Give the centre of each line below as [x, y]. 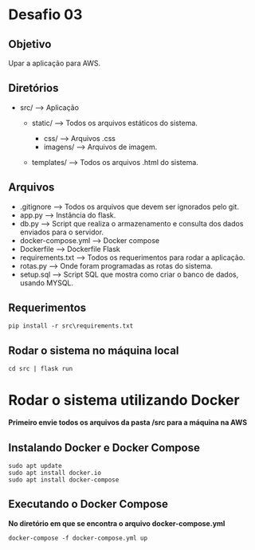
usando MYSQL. [47, 283]
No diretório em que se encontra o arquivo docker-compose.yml [117, 523]
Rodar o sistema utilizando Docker [124, 401]
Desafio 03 [45, 15]
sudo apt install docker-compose [64, 480]
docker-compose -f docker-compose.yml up [78, 538]
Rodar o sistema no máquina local [94, 350]
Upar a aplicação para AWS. [55, 63]
